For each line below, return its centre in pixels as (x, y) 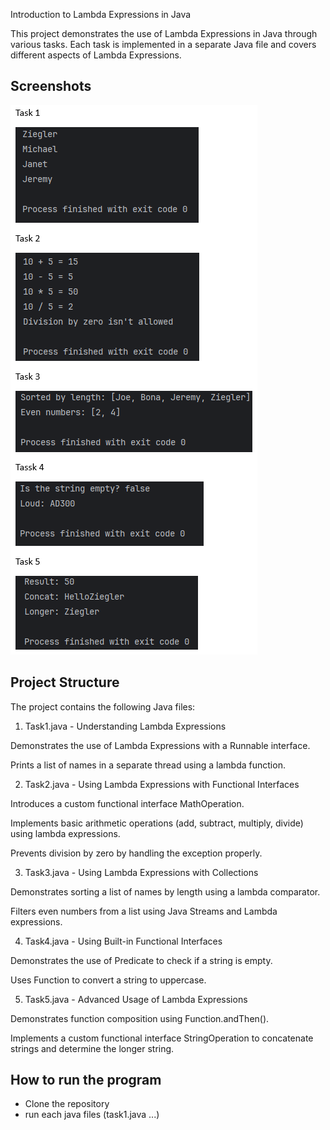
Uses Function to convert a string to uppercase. (108, 980)
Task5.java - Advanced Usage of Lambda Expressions (136, 999)
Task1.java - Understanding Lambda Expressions (125, 726)
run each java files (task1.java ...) (92, 1115)
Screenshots (51, 86)
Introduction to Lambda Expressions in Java (101, 14)
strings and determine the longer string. (92, 1048)
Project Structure (65, 682)
